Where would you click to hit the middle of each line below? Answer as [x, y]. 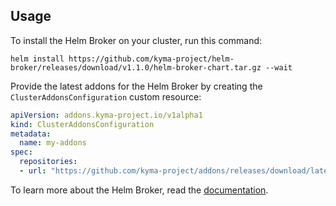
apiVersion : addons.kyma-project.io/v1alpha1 [106, 115]
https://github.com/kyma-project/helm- [151, 59]
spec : [21, 152]
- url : [33, 171]
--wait [279, 67]
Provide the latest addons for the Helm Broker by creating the [136, 86]
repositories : [48, 162]
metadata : [31, 134]
